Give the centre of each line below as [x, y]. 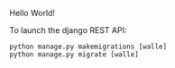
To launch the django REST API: [68, 30]
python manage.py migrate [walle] [74, 55]
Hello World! [32, 13]
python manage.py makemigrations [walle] [88, 47]
